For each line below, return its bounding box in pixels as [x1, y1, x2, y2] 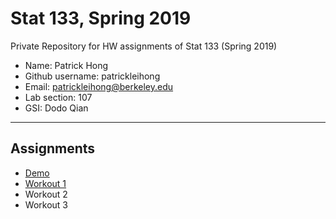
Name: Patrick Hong [24, 59, 109, 71]
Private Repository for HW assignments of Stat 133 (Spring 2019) [10, 40, 278, 52]
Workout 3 [24, 198, 68, 211]
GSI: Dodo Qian [24, 102, 89, 114]
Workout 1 [24, 177, 67, 189]
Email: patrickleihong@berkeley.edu [24, 80, 174, 92]
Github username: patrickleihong [24, 70, 161, 82]
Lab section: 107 [24, 91, 93, 103]
